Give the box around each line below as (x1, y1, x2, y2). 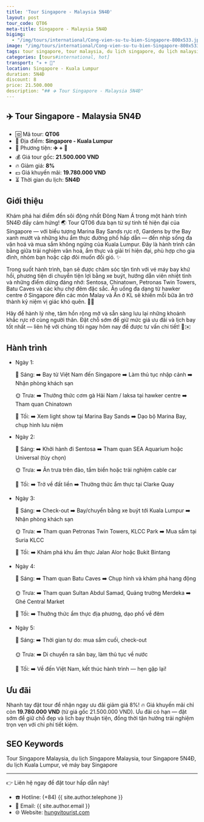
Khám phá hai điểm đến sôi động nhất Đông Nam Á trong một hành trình (6, 212, 187, 219)
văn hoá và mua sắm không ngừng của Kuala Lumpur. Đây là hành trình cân (6, 241, 195, 248)
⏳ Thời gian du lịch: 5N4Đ (15, 176, 81, 183)
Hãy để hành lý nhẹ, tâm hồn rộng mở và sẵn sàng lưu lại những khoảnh (6, 309, 186, 317)
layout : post (6, 15, 39, 21)
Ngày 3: (15, 495, 35, 502)
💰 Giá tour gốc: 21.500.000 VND (15, 153, 99, 160)
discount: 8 (6, 77, 36, 83)
